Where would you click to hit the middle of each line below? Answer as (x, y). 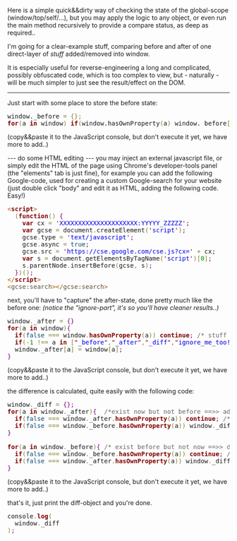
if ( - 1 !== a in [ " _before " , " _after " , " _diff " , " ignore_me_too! (122, 342)
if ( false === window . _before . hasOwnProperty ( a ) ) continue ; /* (124, 454)
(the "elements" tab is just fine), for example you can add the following (110, 173)
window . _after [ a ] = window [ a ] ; (69, 349)
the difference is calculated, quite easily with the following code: (101, 391)
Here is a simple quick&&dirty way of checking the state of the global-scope (118, 10)
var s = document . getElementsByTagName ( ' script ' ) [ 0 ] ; (117, 258)
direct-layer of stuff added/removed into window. (79, 54)
